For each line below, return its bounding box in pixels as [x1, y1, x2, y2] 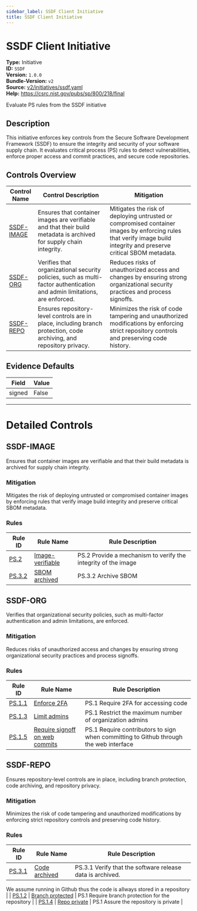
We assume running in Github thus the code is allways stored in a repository [6, 886, 190, 893]
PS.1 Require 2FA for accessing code [84, 699, 188, 707]
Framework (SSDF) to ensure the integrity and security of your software [6, 141, 180, 148]
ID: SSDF [6, 65, 25, 72]
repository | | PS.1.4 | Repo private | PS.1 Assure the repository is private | [6, 898, 183, 906]
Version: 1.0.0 [6, 71, 42, 78]
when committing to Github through [84, 733, 183, 741]
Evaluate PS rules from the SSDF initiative [6, 101, 107, 109]
